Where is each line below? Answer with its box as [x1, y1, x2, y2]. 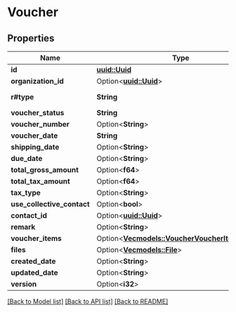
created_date [11, 256, 56, 266]
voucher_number [11, 119, 70, 129]
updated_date [11, 268, 58, 278]
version [11, 279, 37, 289]
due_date [11, 154, 43, 163]
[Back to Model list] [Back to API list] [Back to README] [7, 297, 169, 306]
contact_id [11, 211, 47, 220]
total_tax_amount [11, 176, 70, 186]
